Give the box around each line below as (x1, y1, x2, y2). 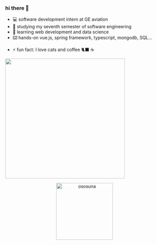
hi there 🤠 (5, 5, 29, 12)
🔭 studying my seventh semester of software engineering (12, 24, 132, 30)
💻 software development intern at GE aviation (12, 16, 108, 22)
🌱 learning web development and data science (12, 29, 109, 35)
